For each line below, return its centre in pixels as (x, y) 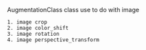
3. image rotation (33, 34)
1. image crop (27, 22)
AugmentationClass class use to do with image (73, 10)
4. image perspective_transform (53, 40)
